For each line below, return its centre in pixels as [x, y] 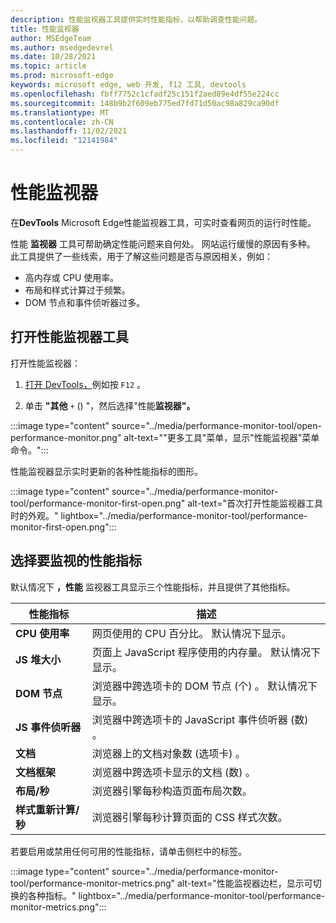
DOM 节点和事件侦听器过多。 [85, 302]
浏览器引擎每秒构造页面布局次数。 [172, 791]
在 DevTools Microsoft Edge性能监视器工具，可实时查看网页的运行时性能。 [163, 222]
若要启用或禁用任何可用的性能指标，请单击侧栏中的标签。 [128, 851]
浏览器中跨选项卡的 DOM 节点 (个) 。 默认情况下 [204, 686]
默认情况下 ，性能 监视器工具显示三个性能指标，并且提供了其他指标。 [153, 587]
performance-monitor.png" [66, 437]
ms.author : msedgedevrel [62, 47]
